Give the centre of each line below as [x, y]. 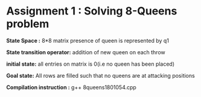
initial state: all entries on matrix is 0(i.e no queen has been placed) [91, 64]
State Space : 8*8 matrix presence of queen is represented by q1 [88, 40]
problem [28, 24]
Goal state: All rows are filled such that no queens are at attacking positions [101, 75]
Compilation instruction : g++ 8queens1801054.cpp [72, 87]
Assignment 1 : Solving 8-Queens [92, 11]
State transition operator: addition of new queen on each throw [86, 52]
